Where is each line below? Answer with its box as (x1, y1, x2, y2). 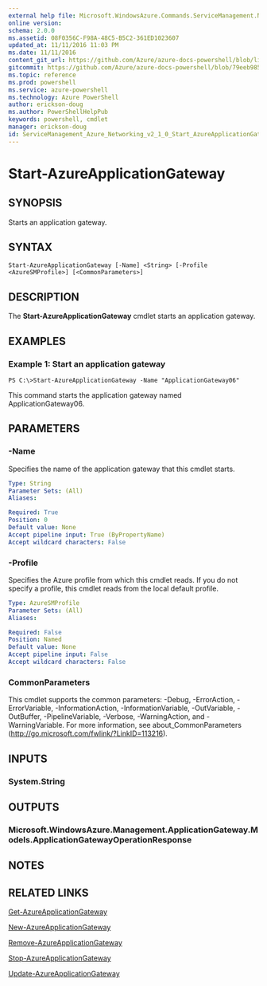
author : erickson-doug (8, 100, 83, 108)
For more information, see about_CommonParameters (66, 721, 242, 730)
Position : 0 (8, 516, 48, 524)
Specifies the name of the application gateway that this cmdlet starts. (8, 464, 236, 473)
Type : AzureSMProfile (8, 599, 80, 607)
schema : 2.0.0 (8, 26, 56, 34)
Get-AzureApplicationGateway (8, 907, 108, 917)
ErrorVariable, (8, 703, 54, 713)
